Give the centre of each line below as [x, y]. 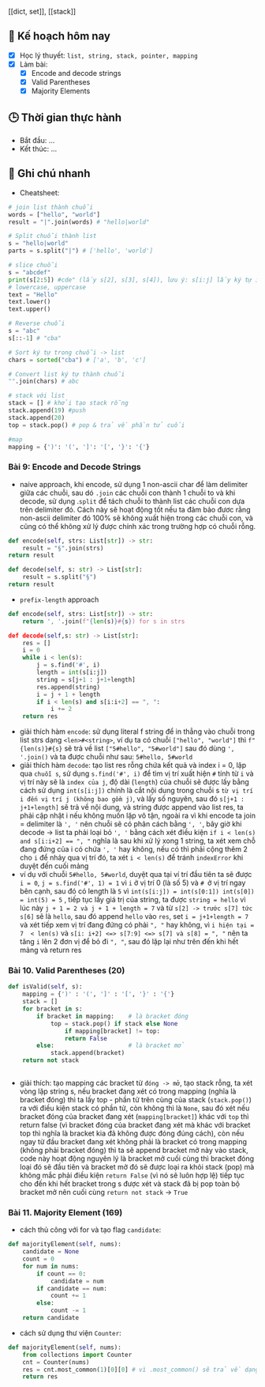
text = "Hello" [33, 295]
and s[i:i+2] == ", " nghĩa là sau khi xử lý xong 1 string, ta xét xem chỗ [138, 841]
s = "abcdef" [30, 272]
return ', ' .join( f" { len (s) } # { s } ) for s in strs [104, 621]
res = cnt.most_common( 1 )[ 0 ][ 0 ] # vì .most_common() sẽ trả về [132, 1370]
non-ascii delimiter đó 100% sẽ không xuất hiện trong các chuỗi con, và [136, 518]
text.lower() [30, 302]
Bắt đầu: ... [37, 140]
